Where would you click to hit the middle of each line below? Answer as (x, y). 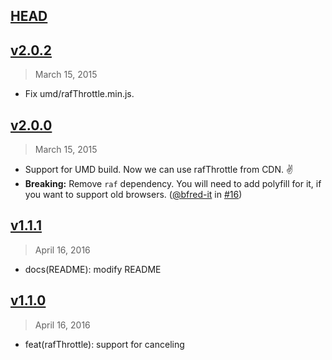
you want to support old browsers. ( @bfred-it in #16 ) (133, 195)
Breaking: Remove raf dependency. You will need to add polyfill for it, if (173, 184)
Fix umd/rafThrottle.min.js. (79, 94)
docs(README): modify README (93, 269)
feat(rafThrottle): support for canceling (104, 344)
